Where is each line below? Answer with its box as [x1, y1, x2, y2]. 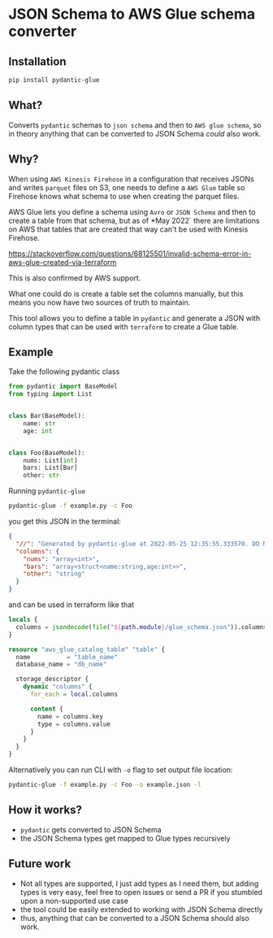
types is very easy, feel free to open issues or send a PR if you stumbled [19, 887, 262, 897]
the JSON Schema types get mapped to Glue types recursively [19, 833, 231, 843]
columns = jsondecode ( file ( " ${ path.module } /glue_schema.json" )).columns [15, 623, 267, 631]
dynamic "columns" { [23, 683, 93, 691]
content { [29, 705, 63, 713]
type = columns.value [37, 720, 111, 728]
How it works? [8, 803, 83, 817]
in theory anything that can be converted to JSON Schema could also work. [8, 128, 262, 138]
